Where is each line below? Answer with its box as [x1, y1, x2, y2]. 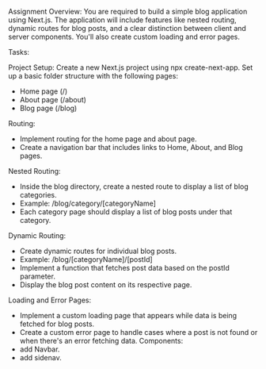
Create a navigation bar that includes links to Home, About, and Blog [19, 143, 243, 152]
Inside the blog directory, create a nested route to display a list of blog [19, 182, 249, 191]
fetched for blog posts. [19, 319, 95, 329]
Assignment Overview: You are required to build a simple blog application [8, 7, 248, 16]
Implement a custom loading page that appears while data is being [19, 311, 237, 320]
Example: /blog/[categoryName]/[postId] [19, 255, 153, 264]
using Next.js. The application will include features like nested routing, [8, 15, 237, 25]
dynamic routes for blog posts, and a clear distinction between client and [8, 24, 247, 33]
